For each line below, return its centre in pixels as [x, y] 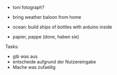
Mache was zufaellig [34, 67]
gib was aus [25, 56]
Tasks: [12, 47]
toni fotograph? [28, 7]
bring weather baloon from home [47, 17]
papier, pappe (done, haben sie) [46, 37]
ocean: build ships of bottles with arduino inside [62, 27]
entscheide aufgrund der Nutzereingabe [54, 62]
